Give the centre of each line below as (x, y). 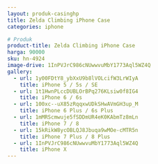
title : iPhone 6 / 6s (51, 98)
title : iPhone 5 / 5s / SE (59, 84)
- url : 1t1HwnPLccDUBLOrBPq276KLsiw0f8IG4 (76, 91)
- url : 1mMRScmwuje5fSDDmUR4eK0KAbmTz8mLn (76, 117)
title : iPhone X (44, 150)
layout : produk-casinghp (43, 14)
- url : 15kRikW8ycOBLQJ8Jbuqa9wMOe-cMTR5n (76, 130)
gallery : (20, 72)
